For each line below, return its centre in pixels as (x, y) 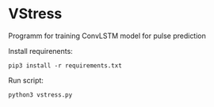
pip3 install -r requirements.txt (65, 65)
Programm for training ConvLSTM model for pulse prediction (107, 36)
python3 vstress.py (40, 95)
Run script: (26, 80)
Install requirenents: (40, 51)
